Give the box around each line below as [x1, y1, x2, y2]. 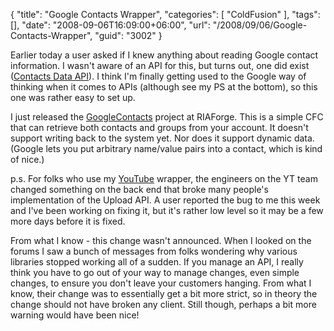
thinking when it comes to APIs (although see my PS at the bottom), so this [10, 81, 318, 93]
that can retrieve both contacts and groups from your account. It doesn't [10, 122, 309, 133]
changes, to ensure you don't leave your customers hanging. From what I [10, 277, 312, 289]
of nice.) [10, 154, 45, 165]
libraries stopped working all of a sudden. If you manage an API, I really [10, 256, 304, 268]
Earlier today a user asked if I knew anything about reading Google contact [10, 49, 319, 61]
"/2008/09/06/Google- [212, 19, 308, 31]
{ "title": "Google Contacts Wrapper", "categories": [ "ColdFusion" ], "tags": [10, 9, 321, 20]
